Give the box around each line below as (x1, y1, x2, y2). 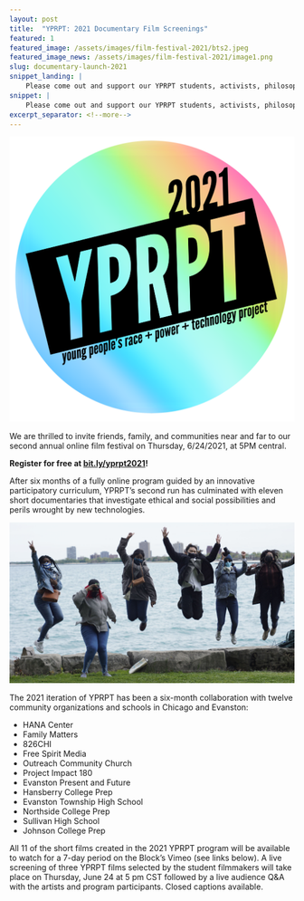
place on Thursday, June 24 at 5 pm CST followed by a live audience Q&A (9, 871, 285, 882)
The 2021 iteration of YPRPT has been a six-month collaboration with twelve (9, 692, 293, 703)
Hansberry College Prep (22, 786, 113, 797)
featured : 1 (9, 34, 54, 43)
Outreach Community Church (22, 757, 133, 769)
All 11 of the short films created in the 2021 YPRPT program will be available (9, 842, 290, 853)
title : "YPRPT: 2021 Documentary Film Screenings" (9, 24, 208, 34)
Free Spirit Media (22, 748, 87, 759)
